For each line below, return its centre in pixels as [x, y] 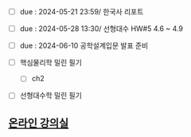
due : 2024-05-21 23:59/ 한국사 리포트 [82, 12]
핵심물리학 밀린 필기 [51, 63]
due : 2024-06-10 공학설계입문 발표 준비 [84, 45]
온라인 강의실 [39, 123]
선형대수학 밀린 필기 [51, 96]
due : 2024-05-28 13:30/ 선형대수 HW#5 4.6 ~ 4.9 [101, 29]
